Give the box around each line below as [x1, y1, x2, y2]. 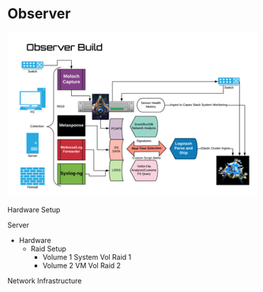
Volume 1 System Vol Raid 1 [42, 252, 132, 261]
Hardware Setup [7, 204, 61, 214]
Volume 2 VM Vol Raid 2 [42, 260, 122, 270]
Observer [7, 5, 71, 23]
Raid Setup [30, 244, 66, 253]
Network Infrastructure [7, 275, 82, 285]
